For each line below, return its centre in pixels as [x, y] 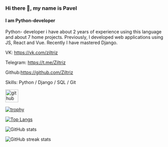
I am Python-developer [30, 20]
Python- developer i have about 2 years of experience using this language [83, 32]
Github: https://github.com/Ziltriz [39, 72]
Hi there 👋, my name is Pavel [41, 8]
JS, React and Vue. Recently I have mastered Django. [61, 43]
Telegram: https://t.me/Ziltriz [36, 62]
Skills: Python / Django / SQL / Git [41, 82]
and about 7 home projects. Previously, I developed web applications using [84, 37]
